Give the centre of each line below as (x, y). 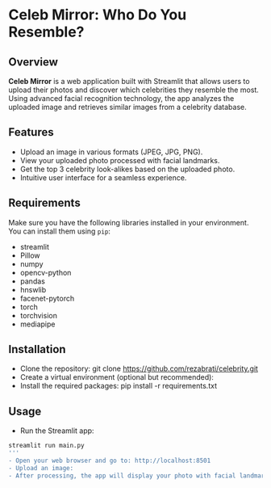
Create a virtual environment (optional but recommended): (117, 377)
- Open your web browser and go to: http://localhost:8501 (110, 461)
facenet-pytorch (47, 298)
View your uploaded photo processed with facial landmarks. (120, 160)
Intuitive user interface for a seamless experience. (103, 177)
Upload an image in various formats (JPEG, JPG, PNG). (111, 152)
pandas (33, 281)
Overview (33, 62)
